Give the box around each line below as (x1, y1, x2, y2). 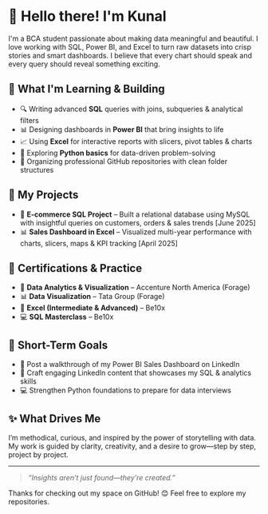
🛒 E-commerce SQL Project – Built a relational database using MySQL (19, 209, 250, 219)
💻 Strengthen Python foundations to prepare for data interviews (19, 385, 231, 395)
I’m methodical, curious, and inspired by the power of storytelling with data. (8, 433, 257, 442)
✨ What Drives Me (8, 412, 101, 425)
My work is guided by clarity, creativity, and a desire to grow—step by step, (8, 441, 257, 451)
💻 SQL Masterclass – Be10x (19, 312, 114, 322)
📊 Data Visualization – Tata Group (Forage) (19, 292, 165, 301)
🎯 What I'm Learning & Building (8, 82, 165, 96)
